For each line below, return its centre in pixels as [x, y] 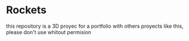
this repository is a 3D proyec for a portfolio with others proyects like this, [95, 26]
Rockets [26, 10]
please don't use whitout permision [49, 32]
